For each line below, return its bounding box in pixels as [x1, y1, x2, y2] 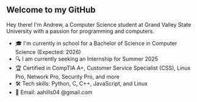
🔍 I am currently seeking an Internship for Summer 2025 [15, 55, 159, 63]
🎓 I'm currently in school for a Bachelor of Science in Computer [15, 39, 177, 47]
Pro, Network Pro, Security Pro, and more [15, 73, 120, 80]
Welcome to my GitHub [6, 5, 96, 15]
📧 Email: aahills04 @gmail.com [15, 88, 93, 96]
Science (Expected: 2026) [15, 48, 81, 55]
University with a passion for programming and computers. [6, 27, 154, 35]
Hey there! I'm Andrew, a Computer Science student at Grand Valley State [6, 21, 192, 28]
